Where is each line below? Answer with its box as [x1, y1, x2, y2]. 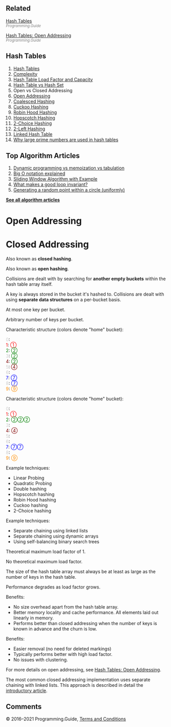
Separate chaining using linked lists [13, 527, 89, 533]
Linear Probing [13, 475, 45, 481]
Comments [6, 702, 42, 711]
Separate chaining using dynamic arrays [13, 533, 99, 539]
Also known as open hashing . [6, 265, 69, 272]
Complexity [13, 71, 38, 77]
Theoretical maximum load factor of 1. [6, 548, 86, 555]
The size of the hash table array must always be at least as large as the [6, 568, 156, 575]
